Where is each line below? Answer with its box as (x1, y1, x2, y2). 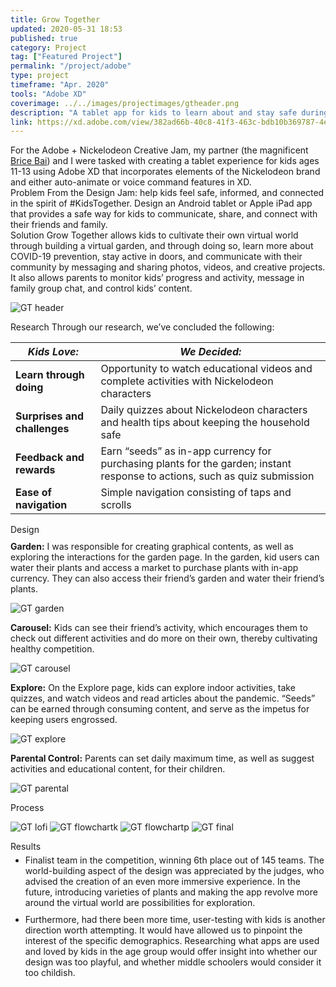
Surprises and (15, 409, 85, 423)
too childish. (24, 967, 76, 979)
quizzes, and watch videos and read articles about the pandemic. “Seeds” (10, 692, 316, 705)
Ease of (15, 486, 52, 500)
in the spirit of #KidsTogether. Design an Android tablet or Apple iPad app (10, 197, 313, 210)
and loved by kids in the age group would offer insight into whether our (24, 946, 318, 958)
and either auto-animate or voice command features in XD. (10, 176, 252, 188)
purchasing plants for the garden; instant (100, 457, 292, 471)
